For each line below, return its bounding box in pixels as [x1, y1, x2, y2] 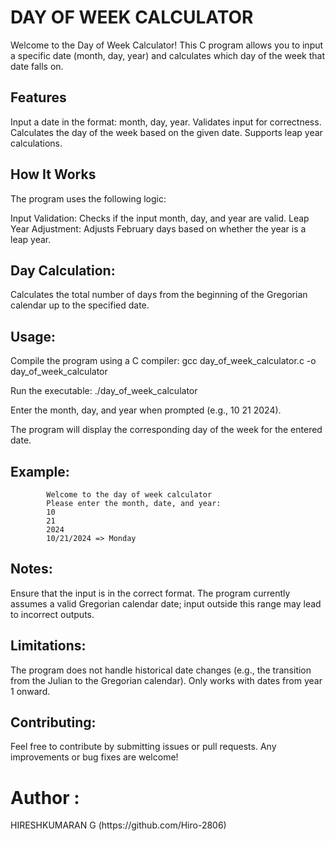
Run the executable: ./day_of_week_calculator [10, 385, 198, 397]
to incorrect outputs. [10, 608, 95, 620]
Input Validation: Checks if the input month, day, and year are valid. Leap [10, 212, 310, 224]
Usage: [10, 328, 57, 345]
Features [10, 89, 67, 106]
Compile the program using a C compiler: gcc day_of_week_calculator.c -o [10, 355, 317, 367]
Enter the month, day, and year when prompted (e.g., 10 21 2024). [10, 404, 282, 416]
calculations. [10, 137, 63, 149]
